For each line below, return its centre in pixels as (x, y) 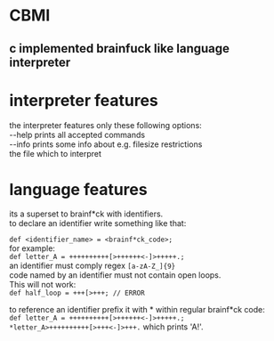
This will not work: (43, 285)
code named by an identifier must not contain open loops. (115, 275)
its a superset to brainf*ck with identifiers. (86, 214)
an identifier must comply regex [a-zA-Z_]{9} (93, 266)
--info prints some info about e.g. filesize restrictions (106, 144)
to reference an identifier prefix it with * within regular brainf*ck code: (137, 310)
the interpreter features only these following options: (105, 125)
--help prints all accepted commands (77, 134)
